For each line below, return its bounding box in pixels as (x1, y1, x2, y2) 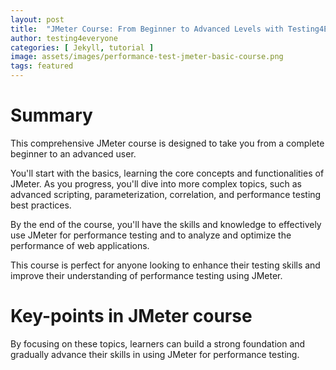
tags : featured (10, 61, 74, 71)
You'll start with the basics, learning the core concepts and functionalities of (10, 167, 325, 179)
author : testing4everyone (10, 33, 118, 43)
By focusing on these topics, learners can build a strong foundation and (10, 337, 306, 350)
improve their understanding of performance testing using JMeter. (10, 269, 283, 281)
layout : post (10, 14, 65, 25)
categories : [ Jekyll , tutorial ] (10, 42, 155, 53)
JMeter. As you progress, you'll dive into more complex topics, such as (10, 177, 302, 190)
